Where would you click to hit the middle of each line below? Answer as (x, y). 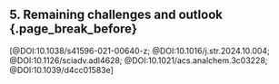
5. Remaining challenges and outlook (116, 15)
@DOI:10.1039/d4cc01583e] (61, 70)
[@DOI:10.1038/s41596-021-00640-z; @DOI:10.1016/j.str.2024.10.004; (139, 51)
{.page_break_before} (74, 29)
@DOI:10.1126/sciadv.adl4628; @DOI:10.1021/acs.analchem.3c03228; (139, 60)
